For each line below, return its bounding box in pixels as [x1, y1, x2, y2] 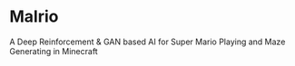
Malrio [9, 6, 59, 27]
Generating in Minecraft [9, 45, 98, 56]
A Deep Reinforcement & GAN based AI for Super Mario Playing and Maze [9, 36, 286, 47]
